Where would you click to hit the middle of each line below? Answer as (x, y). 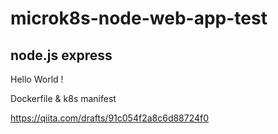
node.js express (61, 55)
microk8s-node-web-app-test (139, 18)
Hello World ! (37, 79)
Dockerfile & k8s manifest (63, 98)
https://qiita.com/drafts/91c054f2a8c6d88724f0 (110, 118)
